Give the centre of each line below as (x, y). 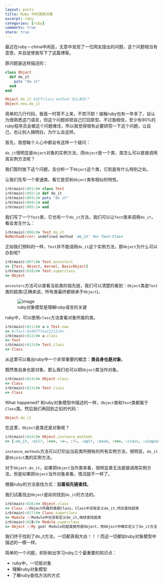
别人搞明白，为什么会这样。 (50, 132)
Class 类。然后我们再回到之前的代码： (43, 408)
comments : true (20, 28)
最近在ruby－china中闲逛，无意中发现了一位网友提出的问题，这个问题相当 (79, 47)
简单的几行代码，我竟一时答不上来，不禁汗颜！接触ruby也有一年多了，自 (78, 114)
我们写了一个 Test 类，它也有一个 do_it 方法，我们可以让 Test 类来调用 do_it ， (80, 217)
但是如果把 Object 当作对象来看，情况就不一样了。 (63, 474)
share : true (17, 32)
